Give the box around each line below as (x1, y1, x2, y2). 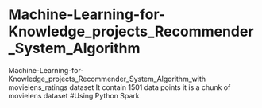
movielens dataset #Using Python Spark (8, 91, 141, 100)
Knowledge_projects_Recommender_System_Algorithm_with (8, 74, 206, 83)
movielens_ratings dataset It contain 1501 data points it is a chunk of (8, 82, 231, 92)
